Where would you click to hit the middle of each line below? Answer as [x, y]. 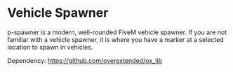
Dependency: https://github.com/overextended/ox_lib [85, 60]
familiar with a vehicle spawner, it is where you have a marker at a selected [116, 39]
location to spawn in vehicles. [50, 47]
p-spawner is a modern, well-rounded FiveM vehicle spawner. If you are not [117, 32]
